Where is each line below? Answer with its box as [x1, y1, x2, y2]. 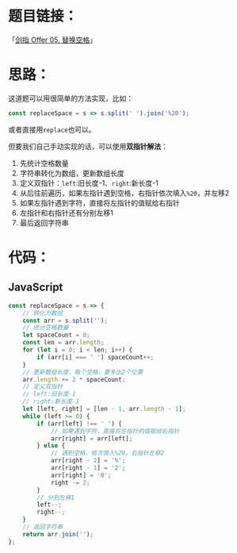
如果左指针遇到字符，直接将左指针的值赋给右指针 [19, 198, 180, 207]
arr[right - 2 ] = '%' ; [50, 457, 126, 465]
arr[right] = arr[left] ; [50, 434, 133, 443]
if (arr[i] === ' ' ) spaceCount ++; [36, 353, 155, 361]
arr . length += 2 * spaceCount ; [22, 375, 126, 383]
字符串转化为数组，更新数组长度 [19, 168, 124, 178]
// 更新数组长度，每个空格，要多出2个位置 [22, 368, 143, 376]
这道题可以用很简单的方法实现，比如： [8, 93, 133, 103]
